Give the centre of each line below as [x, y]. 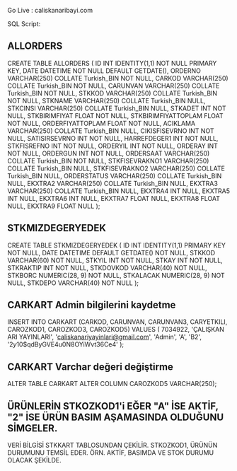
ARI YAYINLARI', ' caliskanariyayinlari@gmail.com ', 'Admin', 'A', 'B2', [104, 337]
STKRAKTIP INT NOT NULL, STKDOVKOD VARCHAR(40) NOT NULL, [107, 267]
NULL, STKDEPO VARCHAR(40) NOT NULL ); [73, 283]
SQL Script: [24, 24]
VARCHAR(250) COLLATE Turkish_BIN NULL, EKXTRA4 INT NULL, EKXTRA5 [119, 191]
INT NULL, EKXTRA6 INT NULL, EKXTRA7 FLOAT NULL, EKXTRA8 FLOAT [114, 198]
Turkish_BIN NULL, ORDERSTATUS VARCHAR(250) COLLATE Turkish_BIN [115, 175]
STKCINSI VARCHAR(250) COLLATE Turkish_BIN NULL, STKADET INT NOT [117, 108]
